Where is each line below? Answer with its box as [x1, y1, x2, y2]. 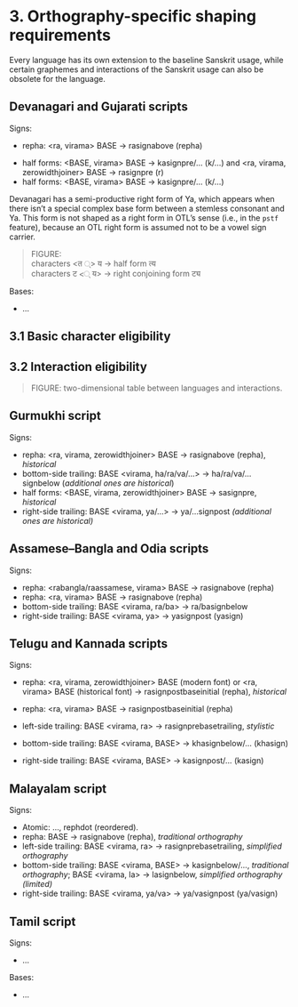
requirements [9, 25, 111, 45]
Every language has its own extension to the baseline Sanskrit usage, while [9, 54, 284, 65]
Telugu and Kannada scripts [9, 636, 169, 651]
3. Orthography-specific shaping [9, 6, 257, 27]
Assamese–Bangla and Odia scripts [9, 541, 209, 557]
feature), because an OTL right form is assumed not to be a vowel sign [9, 222, 267, 232]
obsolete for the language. [9, 73, 106, 84]
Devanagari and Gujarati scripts [9, 100, 188, 115]
